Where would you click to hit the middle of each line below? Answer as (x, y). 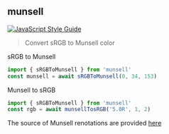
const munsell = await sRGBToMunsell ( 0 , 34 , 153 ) (82, 76)
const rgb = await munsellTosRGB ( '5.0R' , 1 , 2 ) (79, 110)
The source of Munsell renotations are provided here (84, 123)
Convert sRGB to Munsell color (70, 43)
